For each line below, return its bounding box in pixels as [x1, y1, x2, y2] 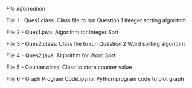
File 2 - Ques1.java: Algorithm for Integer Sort [6, 28, 119, 36]
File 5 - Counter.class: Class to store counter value [6, 63, 132, 71]
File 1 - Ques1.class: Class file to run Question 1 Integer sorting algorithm [6, 17, 186, 24]
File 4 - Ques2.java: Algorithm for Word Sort [6, 52, 116, 59]
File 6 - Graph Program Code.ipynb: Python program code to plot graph [6, 75, 184, 82]
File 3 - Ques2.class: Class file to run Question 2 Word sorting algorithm [6, 40, 185, 47]
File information [6, 5, 45, 12]
